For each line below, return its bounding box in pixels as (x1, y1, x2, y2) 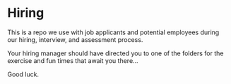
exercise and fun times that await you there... (7, 56, 139, 64)
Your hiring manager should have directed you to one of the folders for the (7, 49, 224, 57)
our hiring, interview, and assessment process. (7, 35, 143, 43)
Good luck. (7, 70, 40, 78)
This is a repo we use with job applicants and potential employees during (7, 28, 220, 36)
